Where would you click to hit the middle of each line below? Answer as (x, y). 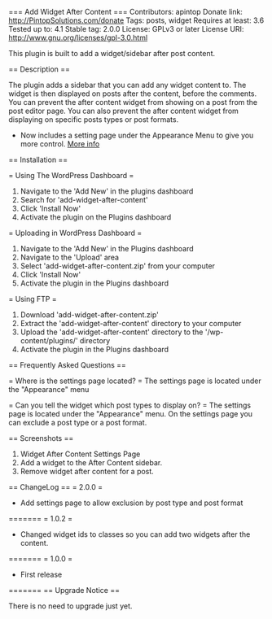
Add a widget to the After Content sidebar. (91, 462)
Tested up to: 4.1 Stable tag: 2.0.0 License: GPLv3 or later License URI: (126, 29)
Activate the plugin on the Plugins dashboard (96, 217)
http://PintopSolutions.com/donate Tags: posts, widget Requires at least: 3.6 (136, 20)
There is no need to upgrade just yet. (70, 606)
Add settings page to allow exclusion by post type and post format (132, 503)
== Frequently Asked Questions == (67, 365)
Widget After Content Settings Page (80, 454)
